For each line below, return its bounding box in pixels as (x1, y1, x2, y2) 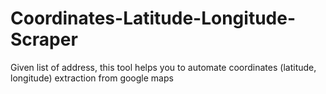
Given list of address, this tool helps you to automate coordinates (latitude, (10, 61, 317, 73)
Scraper (10, 28, 78, 51)
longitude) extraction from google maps (10, 72, 174, 84)
